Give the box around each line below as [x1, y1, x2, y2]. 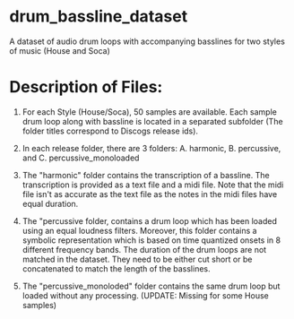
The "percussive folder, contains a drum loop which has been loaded [22, 215, 278, 226]
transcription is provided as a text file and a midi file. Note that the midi [22, 179, 284, 190]
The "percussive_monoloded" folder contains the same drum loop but [22, 280, 281, 291]
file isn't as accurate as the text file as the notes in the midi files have [22, 188, 278, 199]
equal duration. [22, 198, 79, 209]
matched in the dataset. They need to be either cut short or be [22, 254, 253, 264]
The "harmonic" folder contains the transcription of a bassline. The [22, 169, 271, 180]
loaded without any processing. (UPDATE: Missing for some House [22, 289, 269, 301]
